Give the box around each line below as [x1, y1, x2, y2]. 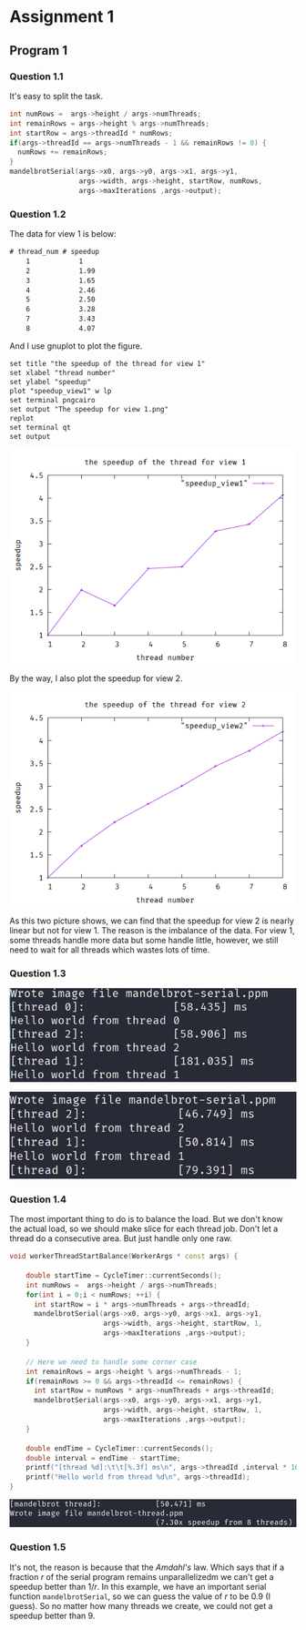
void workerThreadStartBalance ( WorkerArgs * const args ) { [9, 1252, 239, 1261]
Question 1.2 [9, 208, 66, 220]
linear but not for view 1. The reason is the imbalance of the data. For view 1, [9, 924, 295, 935]
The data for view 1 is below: [9, 229, 117, 239]
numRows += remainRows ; [17, 148, 107, 157]
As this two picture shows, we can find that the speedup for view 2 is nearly [9, 915, 294, 926]
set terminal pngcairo [9, 395, 96, 404]
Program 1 [9, 43, 68, 58]
